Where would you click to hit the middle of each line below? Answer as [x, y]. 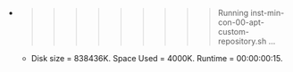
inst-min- [267, 13]
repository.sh [242, 41]
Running [233, 13]
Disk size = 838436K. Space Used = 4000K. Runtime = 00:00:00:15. [157, 58]
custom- [234, 32]
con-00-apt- [241, 22]
